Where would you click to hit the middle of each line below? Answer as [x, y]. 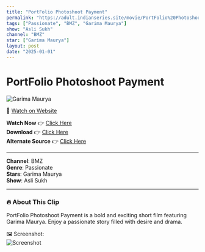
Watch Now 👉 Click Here [39, 123]
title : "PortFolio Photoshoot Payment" [57, 12]
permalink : [20, 18]
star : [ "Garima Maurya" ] [38, 40]
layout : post [23, 46]
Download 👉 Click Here [37, 132]
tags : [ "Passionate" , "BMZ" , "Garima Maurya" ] [67, 23]
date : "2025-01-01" [31, 52]
